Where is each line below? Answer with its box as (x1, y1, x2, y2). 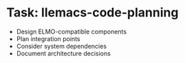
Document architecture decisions (16, 49, 111, 58)
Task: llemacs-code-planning (6, 5, 179, 21)
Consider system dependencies (16, 42, 107, 50)
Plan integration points (16, 34, 80, 42)
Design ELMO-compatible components (16, 27, 127, 36)
